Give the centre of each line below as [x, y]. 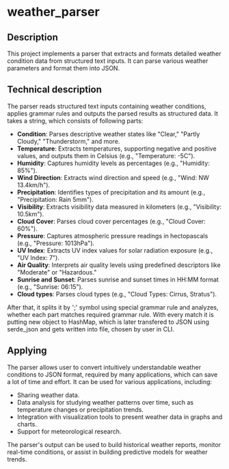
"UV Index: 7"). [38, 257]
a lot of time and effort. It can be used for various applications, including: [110, 381]
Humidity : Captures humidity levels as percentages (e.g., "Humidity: [113, 163]
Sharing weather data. [48, 395]
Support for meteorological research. [69, 431]
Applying [27, 351]
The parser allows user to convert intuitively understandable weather [104, 367]
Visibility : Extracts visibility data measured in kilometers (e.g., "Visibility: [119, 207]
